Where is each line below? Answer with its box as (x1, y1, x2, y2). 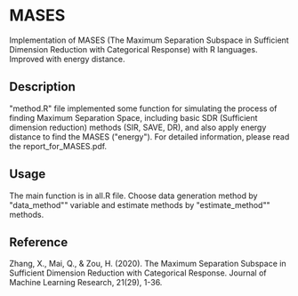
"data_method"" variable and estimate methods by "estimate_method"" (9, 199, 270, 210)
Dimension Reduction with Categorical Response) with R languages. (9, 44, 258, 54)
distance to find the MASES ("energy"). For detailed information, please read (9, 131, 290, 142)
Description (9, 79, 76, 94)
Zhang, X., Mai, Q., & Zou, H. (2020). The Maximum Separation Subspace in (9, 259, 286, 269)
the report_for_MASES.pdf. (9, 140, 108, 151)
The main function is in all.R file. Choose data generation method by (9, 190, 258, 201)
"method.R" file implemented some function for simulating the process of (9, 103, 278, 114)
